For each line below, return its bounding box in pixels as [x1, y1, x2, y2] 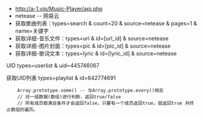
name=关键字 [15, 27, 49, 34]
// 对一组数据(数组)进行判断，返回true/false [17, 94, 121, 100]
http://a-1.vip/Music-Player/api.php [15, 5, 103, 12]
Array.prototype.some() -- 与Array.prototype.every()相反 [17, 87, 164, 93]
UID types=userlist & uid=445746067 [6, 62, 100, 69]
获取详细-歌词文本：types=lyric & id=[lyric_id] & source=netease [15, 50, 177, 57]
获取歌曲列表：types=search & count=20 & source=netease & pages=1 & [15, 20, 198, 26]
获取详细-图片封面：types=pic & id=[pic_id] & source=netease [15, 42, 171, 49]
